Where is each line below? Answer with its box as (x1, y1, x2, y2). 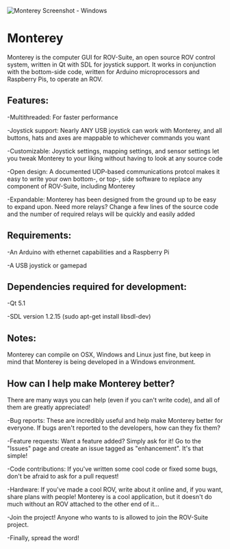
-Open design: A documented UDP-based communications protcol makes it (7, 167, 220, 175)
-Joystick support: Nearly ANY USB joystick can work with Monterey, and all (7, 126, 222, 134)
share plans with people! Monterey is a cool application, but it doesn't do (7, 493, 212, 500)
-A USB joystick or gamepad (7, 261, 88, 269)
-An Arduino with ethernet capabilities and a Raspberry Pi (7, 247, 170, 256)
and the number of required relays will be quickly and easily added (7, 210, 195, 218)
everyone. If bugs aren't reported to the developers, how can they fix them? (7, 424, 221, 432)
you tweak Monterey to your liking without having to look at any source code (7, 154, 223, 162)
